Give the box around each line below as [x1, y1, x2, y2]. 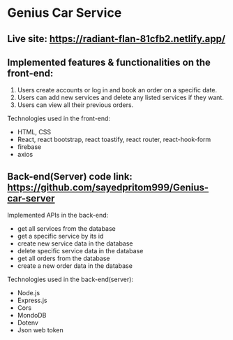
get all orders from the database [17, 254, 110, 263]
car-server [7, 192, 55, 204]
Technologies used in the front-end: [7, 114, 110, 123]
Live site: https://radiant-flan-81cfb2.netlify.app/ [7, 33, 225, 45]
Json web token [17, 326, 64, 334]
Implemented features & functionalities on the [7, 56, 211, 68]
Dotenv [17, 318, 38, 327]
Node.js [17, 289, 40, 297]
